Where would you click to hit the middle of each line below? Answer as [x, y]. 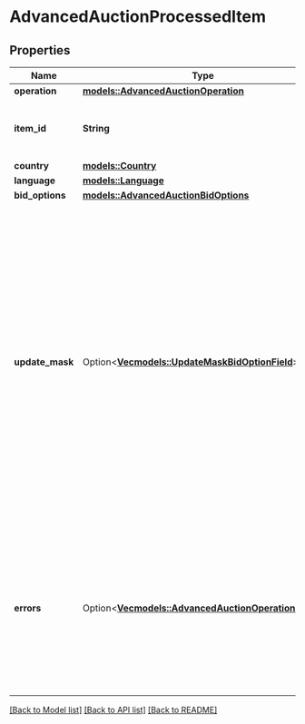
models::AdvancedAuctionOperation [163, 91]
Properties [40, 50]
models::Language [123, 181]
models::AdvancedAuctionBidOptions [166, 195]
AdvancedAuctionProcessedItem [138, 17]
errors [28, 608]
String [96, 128]
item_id [30, 128]
